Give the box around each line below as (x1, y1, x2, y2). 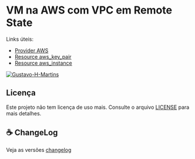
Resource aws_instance (14, 59, 72, 67)
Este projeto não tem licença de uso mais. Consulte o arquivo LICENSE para (6, 104, 190, 111)
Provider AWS (14, 47, 49, 54)
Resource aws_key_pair (14, 53, 72, 60)
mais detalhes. (6, 110, 42, 117)
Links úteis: (6, 35, 34, 42)
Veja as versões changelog (6, 146, 72, 153)
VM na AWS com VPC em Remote (6, 4, 172, 17)
